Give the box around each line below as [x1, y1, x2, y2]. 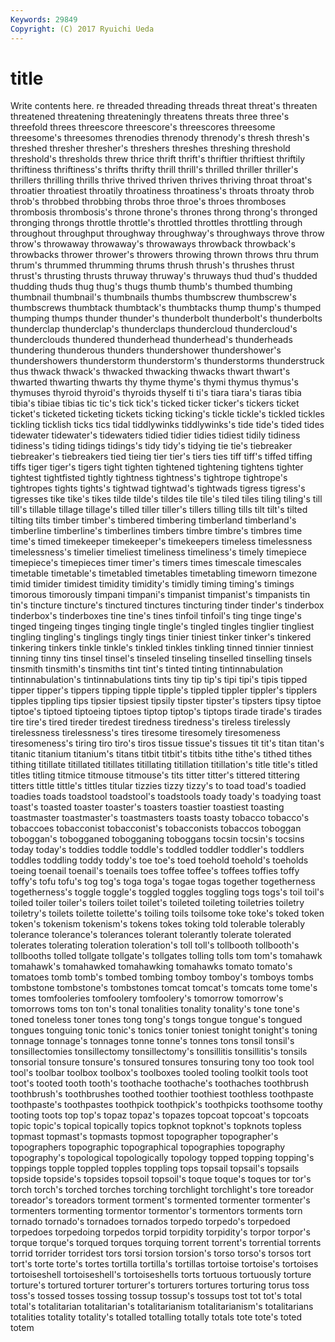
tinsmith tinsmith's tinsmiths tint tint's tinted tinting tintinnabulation [10, 663, 284, 675]
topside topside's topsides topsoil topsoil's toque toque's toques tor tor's [10, 1173, 312, 1185]
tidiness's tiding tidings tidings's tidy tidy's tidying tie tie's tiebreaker [10, 440, 293, 452]
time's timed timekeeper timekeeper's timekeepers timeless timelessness [10, 536, 313, 548]
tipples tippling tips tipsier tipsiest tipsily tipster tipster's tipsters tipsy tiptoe [10, 695, 322, 707]
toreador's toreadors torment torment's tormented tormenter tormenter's [10, 1194, 311, 1206]
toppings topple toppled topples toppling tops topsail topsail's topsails [10, 1162, 300, 1175]
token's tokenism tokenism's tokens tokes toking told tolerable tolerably [10, 918, 306, 930]
